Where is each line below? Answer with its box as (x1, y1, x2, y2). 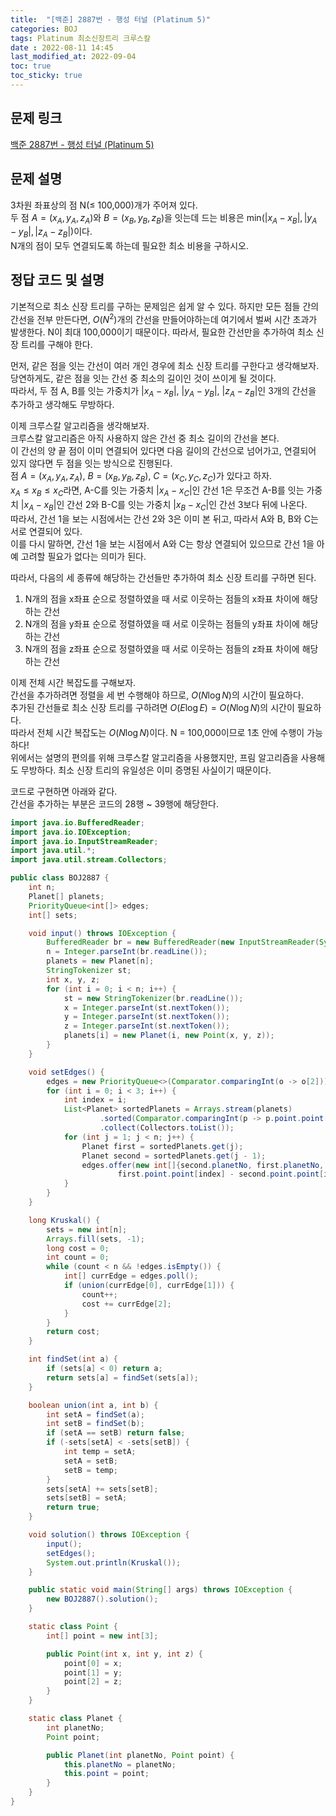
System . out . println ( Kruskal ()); (46, 1557, 182, 1568)
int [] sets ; (28, 910, 78, 920)
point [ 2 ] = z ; (63, 1677, 123, 1687)
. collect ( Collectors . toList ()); (99, 1123, 235, 1133)
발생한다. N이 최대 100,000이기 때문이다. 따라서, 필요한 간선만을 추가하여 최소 (10, 326, 314, 338)
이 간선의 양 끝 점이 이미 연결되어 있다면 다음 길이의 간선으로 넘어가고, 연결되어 (10, 445, 317, 457)
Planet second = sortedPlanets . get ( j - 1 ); (81, 1151, 267, 1161)
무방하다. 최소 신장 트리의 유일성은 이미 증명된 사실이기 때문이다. (20, 764, 272, 776)
